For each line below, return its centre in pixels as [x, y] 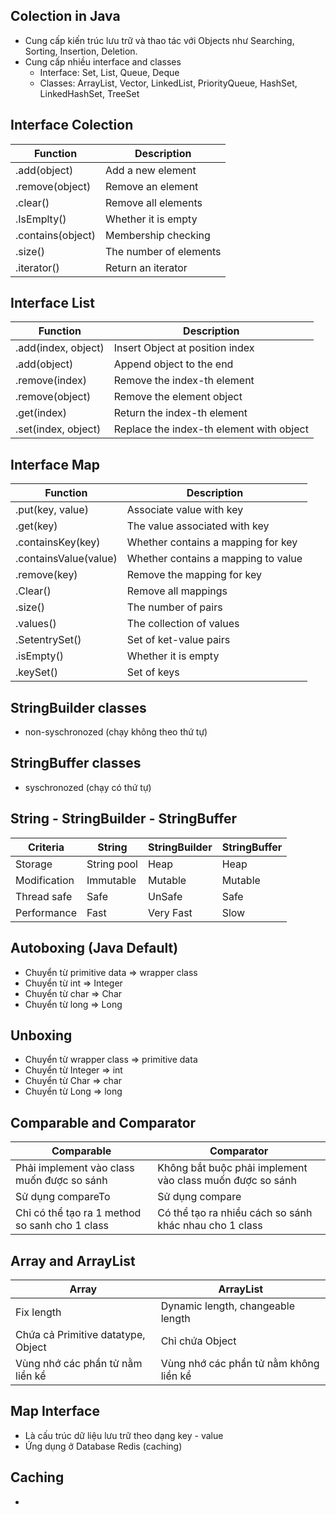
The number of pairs [174, 607]
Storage [34, 864]
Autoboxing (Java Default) [94, 948]
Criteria [46, 847]
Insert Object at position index [184, 348]
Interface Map [55, 464]
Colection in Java [65, 16]
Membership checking [158, 235]
